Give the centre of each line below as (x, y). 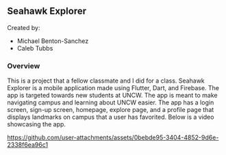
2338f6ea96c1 (28, 145)
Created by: (24, 27)
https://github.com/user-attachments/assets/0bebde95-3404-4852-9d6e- (113, 138)
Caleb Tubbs (35, 48)
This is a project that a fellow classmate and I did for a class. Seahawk (106, 81)
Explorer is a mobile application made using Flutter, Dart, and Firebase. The (113, 88)
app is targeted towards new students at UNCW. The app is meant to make (112, 96)
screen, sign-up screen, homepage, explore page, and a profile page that (111, 110)
